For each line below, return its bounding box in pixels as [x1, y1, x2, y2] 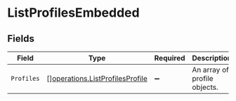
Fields [7, 33, 35, 45]
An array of [192, 65, 230, 75]
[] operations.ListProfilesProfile [46, 74, 147, 83]
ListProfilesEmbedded [7, 5, 140, 21]
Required [154, 54, 185, 63]
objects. [192, 82, 219, 92]
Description [192, 54, 232, 63]
